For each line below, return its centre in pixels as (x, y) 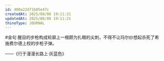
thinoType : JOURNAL (25, 23)
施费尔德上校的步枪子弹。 (31, 44)
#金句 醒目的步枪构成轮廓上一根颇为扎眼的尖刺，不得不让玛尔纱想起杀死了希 (82, 37)
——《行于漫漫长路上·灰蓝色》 (36, 54)
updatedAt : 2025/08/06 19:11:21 (38, 18)
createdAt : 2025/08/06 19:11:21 (38, 14)
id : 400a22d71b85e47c (27, 9)
